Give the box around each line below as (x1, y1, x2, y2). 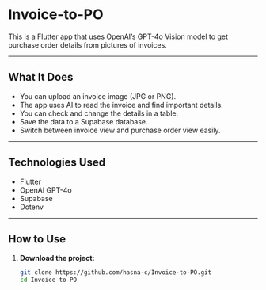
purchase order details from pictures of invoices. (8, 40, 168, 49)
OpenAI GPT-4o (19, 185, 73, 195)
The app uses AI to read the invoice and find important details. (19, 100, 223, 109)
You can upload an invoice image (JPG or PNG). (19, 91, 177, 101)
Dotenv (19, 202, 44, 212)
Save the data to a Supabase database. (19, 116, 148, 126)
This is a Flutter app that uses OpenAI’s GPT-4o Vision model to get (8, 32, 228, 41)
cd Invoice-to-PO (19, 276, 78, 284)
